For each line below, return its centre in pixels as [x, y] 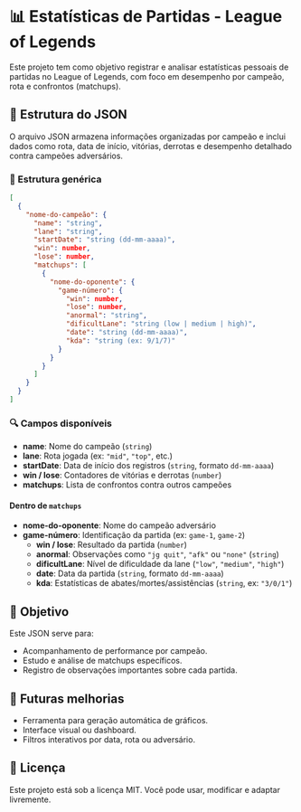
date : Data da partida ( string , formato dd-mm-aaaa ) [130, 573]
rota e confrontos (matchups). [66, 86]
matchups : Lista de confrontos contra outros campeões [127, 485]
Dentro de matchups [46, 505]
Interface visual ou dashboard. [80, 730]
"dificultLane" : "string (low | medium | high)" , [161, 324]
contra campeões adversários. [66, 156]
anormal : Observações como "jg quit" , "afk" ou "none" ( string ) [158, 554]
